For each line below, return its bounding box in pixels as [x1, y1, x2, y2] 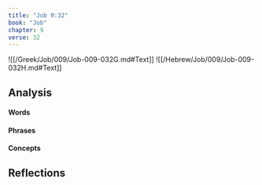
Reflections [8, 166, 66, 180]
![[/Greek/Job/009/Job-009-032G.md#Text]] [8, 55, 155, 64]
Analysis [8, 85, 53, 99]
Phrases [8, 125, 36, 135]
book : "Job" [8, 19, 47, 27]
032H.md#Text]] [8, 63, 62, 73]
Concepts [8, 143, 41, 153]
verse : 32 [8, 33, 41, 42]
